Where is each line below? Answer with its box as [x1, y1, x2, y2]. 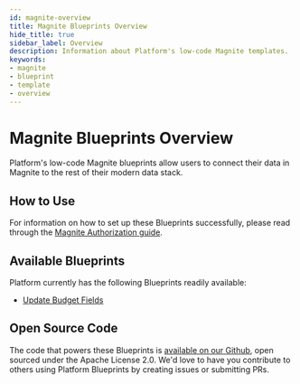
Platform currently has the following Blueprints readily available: [9, 277, 247, 288]
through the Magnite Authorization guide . [9, 227, 163, 238]
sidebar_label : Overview [9, 38, 103, 48]
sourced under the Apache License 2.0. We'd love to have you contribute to [9, 354, 291, 365]
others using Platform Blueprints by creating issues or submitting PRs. [9, 363, 269, 375]
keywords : [9, 55, 47, 64]
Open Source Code [9, 321, 118, 336]
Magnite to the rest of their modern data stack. [9, 167, 183, 178]
